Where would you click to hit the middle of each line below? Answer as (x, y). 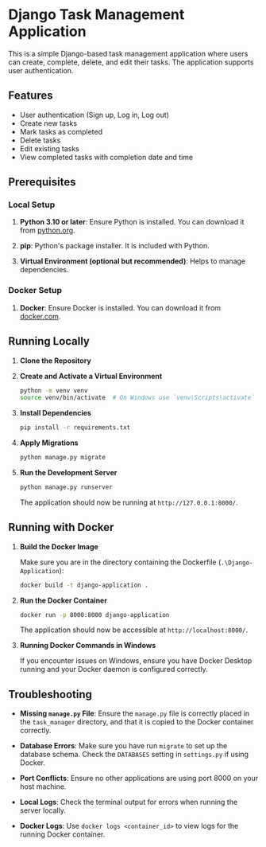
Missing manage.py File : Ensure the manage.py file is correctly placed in (135, 713)
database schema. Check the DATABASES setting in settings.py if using (134, 755)
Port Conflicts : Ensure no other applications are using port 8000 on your (139, 779)
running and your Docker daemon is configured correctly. (114, 669)
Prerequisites (42, 182)
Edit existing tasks (49, 148)
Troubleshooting (50, 694)
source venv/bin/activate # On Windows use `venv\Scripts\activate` (137, 398)
